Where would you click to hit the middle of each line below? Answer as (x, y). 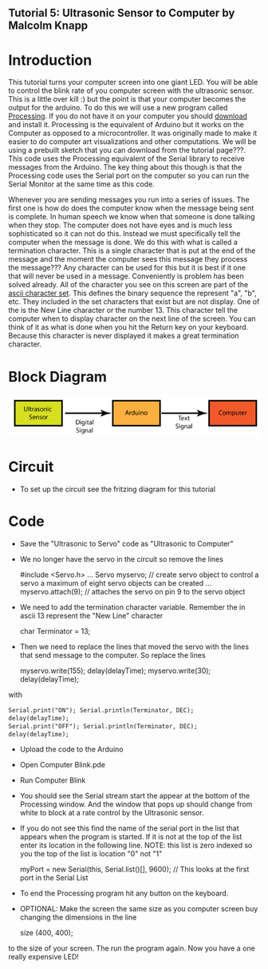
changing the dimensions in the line (78, 917)
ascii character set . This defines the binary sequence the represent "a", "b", (132, 293)
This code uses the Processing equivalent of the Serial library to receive (126, 158)
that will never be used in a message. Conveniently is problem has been (126, 276)
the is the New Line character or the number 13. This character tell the (123, 310)
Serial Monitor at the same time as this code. (82, 184)
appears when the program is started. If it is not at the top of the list (131, 837)
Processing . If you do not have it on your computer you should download (128, 116)
